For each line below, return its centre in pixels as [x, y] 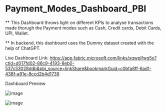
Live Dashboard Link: [27, 57]
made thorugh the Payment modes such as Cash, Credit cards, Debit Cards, [83, 27]
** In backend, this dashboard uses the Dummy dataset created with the [79, 42]
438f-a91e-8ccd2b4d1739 [32, 73]
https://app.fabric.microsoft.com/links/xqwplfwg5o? [103, 57]
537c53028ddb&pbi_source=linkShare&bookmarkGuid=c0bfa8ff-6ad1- [78, 68]
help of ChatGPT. [23, 48]
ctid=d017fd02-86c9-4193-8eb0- [40, 63]
